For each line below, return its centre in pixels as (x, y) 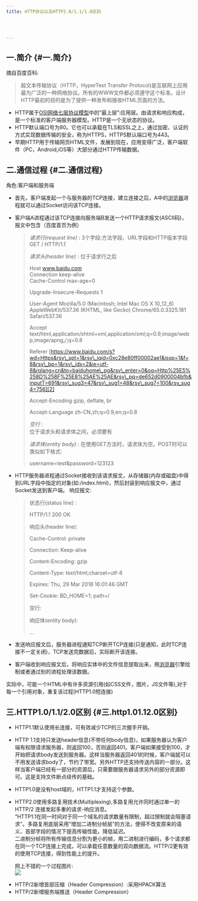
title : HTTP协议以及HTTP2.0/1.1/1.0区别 (54, 12)
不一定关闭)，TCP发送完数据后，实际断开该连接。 (80, 652)
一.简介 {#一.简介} (39, 58)
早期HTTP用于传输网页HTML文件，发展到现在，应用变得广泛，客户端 (99, 142)
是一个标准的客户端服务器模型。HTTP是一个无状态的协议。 (86, 120)
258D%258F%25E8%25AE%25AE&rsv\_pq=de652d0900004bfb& (110, 377)
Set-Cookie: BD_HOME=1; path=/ (70, 596)
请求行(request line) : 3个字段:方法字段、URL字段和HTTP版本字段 (108, 238)
